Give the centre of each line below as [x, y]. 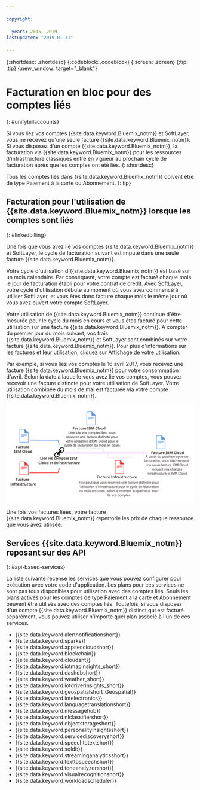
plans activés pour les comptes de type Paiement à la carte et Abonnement [99, 597]
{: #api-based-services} [36, 567]
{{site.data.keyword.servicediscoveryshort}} [69, 736]
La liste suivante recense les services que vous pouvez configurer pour [94, 579]
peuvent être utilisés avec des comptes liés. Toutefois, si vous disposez [94, 604]
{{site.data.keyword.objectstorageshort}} [65, 724]
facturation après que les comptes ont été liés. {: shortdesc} [80, 165]
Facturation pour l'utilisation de [66, 202]
